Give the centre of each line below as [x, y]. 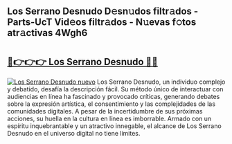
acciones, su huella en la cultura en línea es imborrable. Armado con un [109, 118]
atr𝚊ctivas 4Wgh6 [47, 33]
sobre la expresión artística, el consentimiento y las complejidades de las [111, 104]
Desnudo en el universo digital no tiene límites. [74, 133]
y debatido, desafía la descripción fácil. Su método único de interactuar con [115, 89]
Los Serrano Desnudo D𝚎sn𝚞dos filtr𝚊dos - [103, 11]
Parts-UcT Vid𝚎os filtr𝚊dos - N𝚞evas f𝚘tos [102, 22]
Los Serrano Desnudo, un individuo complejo [161, 82]
